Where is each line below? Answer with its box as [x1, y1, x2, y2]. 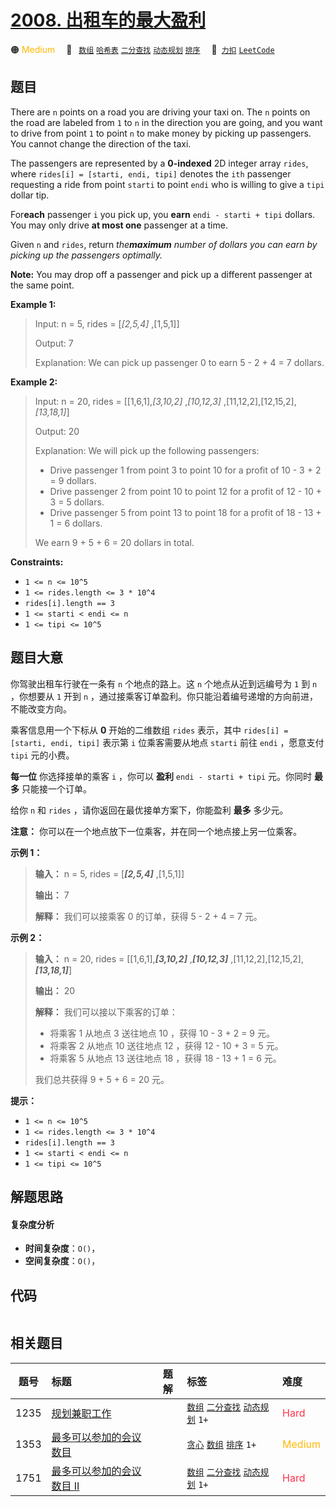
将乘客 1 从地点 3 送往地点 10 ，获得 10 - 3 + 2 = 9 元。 [49, 1027, 275, 1039]
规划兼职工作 [51, 1406, 112, 1420]
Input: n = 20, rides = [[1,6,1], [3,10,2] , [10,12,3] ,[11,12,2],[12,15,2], [34, 395, 297, 407]
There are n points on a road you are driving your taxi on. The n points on [10, 106, 311, 118]
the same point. [10, 279, 75, 291]
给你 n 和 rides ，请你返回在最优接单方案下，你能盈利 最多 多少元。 [10, 804, 289, 816]
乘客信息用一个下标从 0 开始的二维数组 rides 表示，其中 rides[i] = [10, 724, 289, 736]
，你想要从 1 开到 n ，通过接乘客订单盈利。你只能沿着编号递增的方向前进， [10, 690, 319, 702]
